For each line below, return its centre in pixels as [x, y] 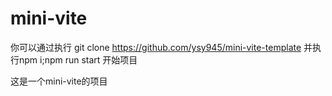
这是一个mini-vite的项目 [59, 81]
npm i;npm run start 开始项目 [78, 59]
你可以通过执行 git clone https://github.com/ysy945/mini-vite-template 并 [161, 47]
